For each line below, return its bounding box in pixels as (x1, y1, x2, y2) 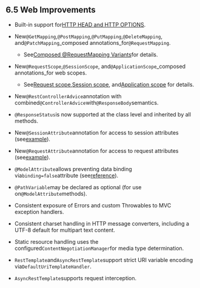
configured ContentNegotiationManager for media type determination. (14, 244, 184, 252)
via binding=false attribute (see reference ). (14, 172, 119, 179)
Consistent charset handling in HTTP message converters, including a (14, 219, 189, 227)
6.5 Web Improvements (5, 5, 96, 15)
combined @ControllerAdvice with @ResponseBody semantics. (14, 99, 159, 106)
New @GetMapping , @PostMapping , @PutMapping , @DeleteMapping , (14, 33, 163, 40)
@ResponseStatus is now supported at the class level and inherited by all (14, 110, 192, 118)
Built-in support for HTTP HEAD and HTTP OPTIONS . (14, 21, 146, 28)
